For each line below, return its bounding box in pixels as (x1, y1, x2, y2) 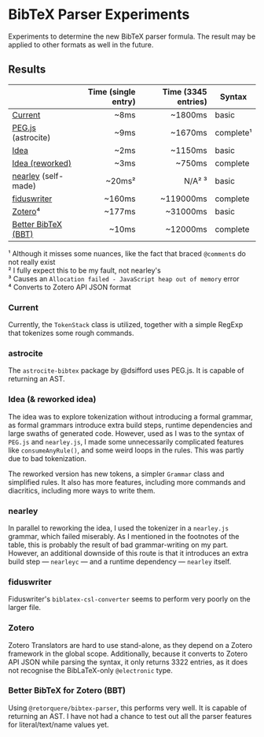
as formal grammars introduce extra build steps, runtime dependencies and (8, 420, 253, 430)
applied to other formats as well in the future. (8, 39, 154, 49)
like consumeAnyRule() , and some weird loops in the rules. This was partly (8, 445, 244, 455)
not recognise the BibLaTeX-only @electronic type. (8, 665, 173, 675)
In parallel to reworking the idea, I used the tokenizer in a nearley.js (8, 523, 229, 533)
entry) (112, 96, 136, 107)
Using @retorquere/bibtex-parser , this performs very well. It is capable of (8, 703, 247, 713)
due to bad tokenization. (8, 453, 87, 463)
